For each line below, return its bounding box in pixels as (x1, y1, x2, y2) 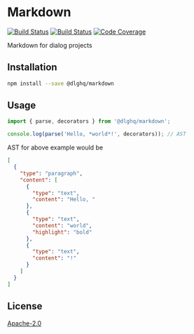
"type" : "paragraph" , (20, 170, 83, 177)
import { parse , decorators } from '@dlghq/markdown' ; (7, 118, 171, 125)
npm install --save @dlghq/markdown (7, 80, 114, 87)
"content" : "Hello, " (32, 196, 96, 203)
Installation (7, 61, 57, 74)
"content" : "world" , (32, 222, 92, 229)
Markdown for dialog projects (7, 41, 92, 49)
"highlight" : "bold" (32, 229, 92, 236)
